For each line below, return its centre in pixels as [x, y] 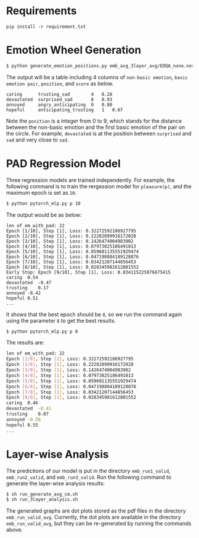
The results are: [25, 343]
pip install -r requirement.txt [46, 27]
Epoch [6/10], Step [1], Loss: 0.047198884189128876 [73, 257]
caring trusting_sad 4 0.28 [59, 94]
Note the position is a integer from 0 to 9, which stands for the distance [94, 121]
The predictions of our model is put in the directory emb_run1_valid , [88, 471]
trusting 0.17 [28, 288]
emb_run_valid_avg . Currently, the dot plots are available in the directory [94, 517]
